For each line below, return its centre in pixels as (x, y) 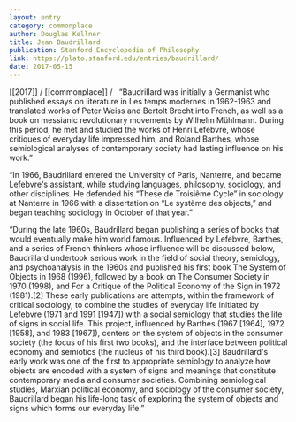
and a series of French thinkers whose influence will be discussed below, (142, 248)
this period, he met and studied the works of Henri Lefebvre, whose (133, 129)
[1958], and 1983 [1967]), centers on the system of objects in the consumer (146, 333)
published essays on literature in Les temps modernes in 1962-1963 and (140, 101)
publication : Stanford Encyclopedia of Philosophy (104, 50)
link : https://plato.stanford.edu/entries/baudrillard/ (114, 58)
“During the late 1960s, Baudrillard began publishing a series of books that (144, 229)
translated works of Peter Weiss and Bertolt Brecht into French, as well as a (146, 111)
